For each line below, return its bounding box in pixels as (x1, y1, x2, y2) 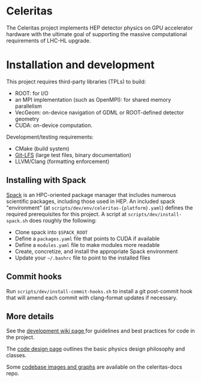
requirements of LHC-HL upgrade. (6, 37, 91, 44)
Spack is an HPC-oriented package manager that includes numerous (6, 191, 176, 198)
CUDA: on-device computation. (14, 122, 93, 129)
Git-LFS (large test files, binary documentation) (14, 151, 132, 158)
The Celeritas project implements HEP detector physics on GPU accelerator (6, 24, 193, 31)
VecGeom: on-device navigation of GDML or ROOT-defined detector (14, 108, 184, 116)
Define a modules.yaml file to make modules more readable (14, 241, 160, 248)
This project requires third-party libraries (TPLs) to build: (6, 78, 146, 85)
